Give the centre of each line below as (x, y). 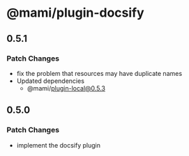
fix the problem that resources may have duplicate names (99, 73)
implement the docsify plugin (58, 145)
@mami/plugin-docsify (75, 13)
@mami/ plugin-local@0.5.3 (66, 88)
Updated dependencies (51, 81)
